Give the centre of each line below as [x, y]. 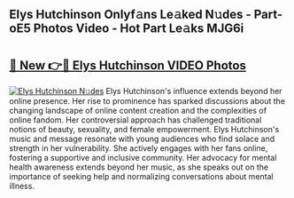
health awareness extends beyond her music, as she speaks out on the [139, 167]
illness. [22, 186]
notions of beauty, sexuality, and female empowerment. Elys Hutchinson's [144, 129]
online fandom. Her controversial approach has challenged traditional [135, 120]
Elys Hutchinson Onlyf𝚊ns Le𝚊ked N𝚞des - [130, 15]
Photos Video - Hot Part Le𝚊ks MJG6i [139, 29]
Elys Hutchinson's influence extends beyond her [194, 91]
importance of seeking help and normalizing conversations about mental [141, 176]
